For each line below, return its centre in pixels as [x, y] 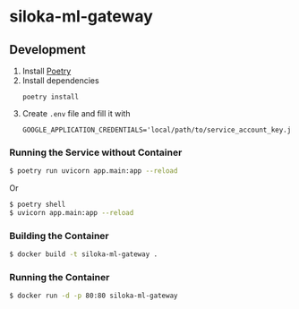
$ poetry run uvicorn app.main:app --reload [94, 171]
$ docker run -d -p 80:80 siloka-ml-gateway [94, 296]
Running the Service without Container [96, 152]
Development [48, 50]
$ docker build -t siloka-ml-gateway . [84, 254]
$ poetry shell [38, 205]
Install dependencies [61, 81]
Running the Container [60, 278]
